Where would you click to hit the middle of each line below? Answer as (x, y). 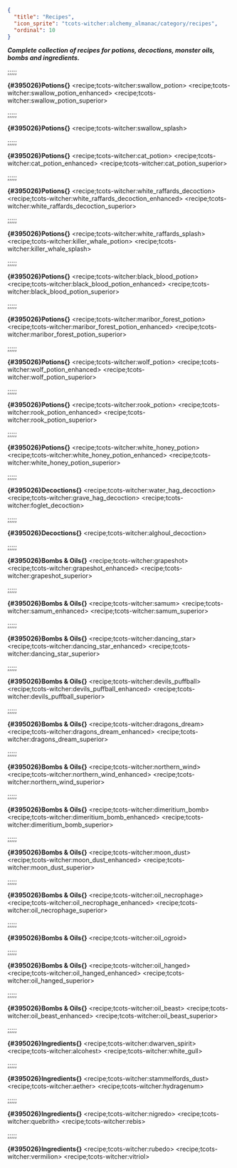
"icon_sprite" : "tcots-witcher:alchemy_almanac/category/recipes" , (116, 24)
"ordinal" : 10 (35, 30)
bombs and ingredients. (43, 58)
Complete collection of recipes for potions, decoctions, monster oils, (111, 51)
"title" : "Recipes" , (44, 17)
